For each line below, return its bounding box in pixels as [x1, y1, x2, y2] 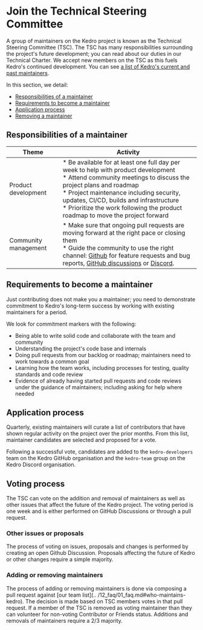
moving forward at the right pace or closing [62, 229, 185, 237]
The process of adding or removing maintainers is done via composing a [6, 585, 187, 592]
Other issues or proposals [6, 529, 84, 538]
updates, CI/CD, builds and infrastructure [62, 196, 179, 204]
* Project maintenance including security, [62, 188, 181, 196]
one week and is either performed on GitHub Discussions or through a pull [6, 508, 192, 515]
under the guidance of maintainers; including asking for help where [14, 383, 182, 390]
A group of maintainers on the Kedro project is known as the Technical [6, 37, 182, 44]
